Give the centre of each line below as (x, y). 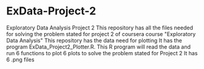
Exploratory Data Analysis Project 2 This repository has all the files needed (100, 28)
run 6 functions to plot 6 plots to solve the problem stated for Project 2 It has (102, 53)
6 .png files (20, 59)
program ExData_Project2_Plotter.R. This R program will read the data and (99, 47)
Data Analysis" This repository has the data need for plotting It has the (94, 40)
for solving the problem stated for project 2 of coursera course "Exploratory (101, 34)
